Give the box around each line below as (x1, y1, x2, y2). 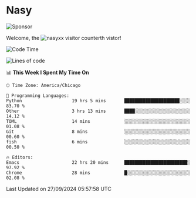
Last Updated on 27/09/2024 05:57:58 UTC (6, 185, 111, 192)
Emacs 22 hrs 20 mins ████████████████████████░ (6, 159, 191, 165)
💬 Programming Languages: (6, 92, 69, 99)
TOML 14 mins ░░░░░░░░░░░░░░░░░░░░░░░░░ (6, 118, 191, 124)
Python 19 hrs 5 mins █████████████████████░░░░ (6, 98, 191, 103)
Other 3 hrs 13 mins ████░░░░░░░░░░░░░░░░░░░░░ (6, 108, 191, 114)
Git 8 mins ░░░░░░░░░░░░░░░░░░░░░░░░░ (6, 129, 191, 135)
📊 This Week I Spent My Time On (6, 69, 89, 76)
